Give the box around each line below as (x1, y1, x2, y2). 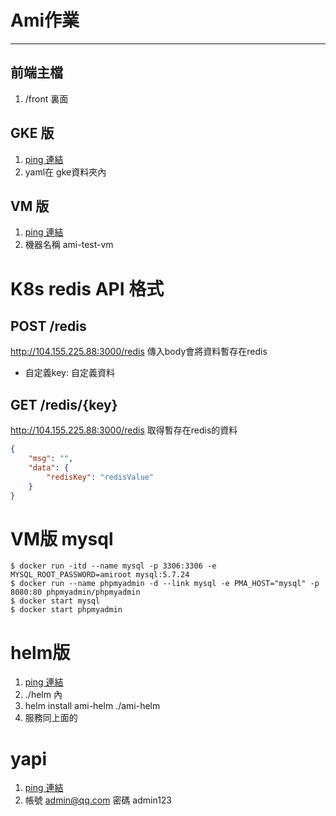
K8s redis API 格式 (10, 277, 165, 300)
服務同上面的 (24, 712, 78, 724)
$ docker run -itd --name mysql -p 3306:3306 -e (10, 561, 217, 571)
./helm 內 (24, 689, 63, 701)
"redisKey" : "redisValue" (46, 472, 155, 482)
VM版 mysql (10, 527, 114, 550)
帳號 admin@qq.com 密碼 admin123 (24, 794, 173, 806)
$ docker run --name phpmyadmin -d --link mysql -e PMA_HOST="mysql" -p (10, 579, 320, 589)
